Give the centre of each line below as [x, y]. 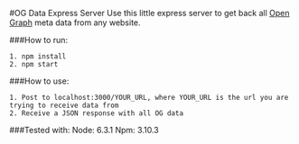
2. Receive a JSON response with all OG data [96, 113]
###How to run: [39, 40]
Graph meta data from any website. [75, 22]
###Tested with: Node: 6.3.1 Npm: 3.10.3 [84, 130]
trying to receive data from [64, 105]
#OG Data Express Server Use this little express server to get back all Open [149, 13]
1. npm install [38, 57]
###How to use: [39, 81]
